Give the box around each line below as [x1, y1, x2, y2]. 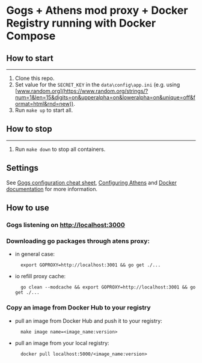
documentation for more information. [6, 185, 98, 192]
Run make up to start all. [14, 106, 73, 114]
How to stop [6, 124, 52, 134]
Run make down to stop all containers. [14, 145, 106, 153]
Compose [6, 29, 56, 43]
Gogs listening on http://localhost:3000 [6, 221, 125, 229]
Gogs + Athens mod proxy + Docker [6, 4, 188, 17]
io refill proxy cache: [14, 273, 66, 280]
